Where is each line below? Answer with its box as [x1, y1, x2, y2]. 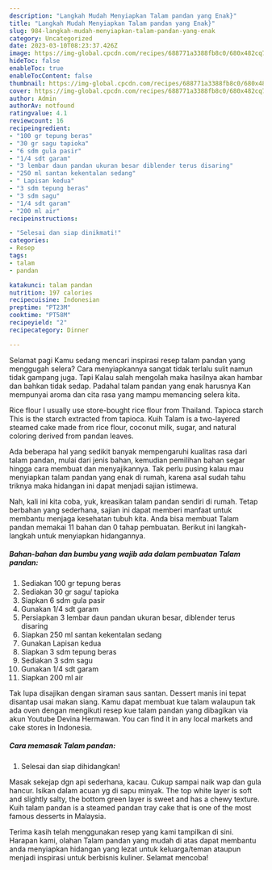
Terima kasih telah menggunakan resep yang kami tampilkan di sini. [9, 826, 234, 836]
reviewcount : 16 [9, 117, 64, 125]
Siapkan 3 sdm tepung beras [20, 646, 117, 656]
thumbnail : [9, 79, 46, 87]
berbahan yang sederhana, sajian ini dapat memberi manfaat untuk [9, 505, 232, 515]
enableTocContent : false [9, 72, 93, 80]
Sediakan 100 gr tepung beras [20, 578, 122, 588]
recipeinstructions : [9, 215, 79, 223]
